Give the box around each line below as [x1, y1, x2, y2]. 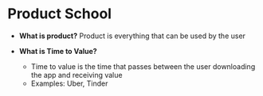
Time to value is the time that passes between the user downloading [30, 61, 256, 71]
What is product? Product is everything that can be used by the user [18, 31, 246, 40]
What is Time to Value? [18, 46, 97, 56]
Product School [7, 5, 112, 23]
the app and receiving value [30, 70, 123, 79]
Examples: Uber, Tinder [30, 79, 108, 88]
